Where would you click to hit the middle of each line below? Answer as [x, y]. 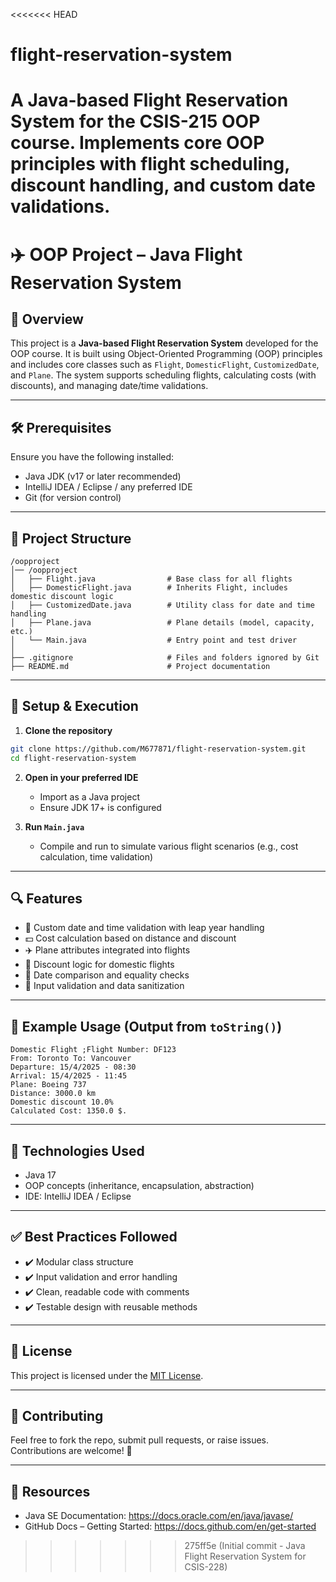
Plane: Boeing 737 [48, 1085]
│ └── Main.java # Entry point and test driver [154, 640]
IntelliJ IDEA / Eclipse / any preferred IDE [108, 487]
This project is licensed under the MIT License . [107, 1375]
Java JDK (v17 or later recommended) [103, 476]
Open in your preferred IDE [81, 777]
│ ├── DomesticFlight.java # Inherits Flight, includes [149, 588]
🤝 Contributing [57, 1416]
